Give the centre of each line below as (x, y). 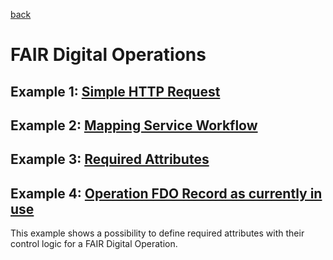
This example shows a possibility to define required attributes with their (157, 233)
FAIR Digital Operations (108, 55)
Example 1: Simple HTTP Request (115, 91)
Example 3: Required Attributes (110, 159)
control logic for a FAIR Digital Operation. (94, 244)
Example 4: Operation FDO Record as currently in (166, 193)
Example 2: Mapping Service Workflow (134, 125)
